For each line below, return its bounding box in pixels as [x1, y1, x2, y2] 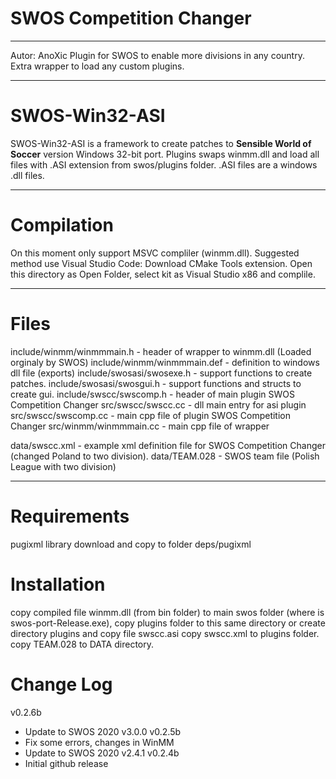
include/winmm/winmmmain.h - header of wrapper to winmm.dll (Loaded [10, 345, 312, 357]
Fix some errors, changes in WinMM [24, 736, 175, 748]
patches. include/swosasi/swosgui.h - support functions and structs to [10, 377, 302, 389]
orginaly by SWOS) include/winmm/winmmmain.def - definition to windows [10, 356, 320, 368]
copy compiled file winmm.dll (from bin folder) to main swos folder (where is [10, 606, 325, 618]
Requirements [10, 505, 130, 527]
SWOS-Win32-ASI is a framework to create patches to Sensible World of [10, 137, 312, 149]
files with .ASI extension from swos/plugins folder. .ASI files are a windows [10, 158, 318, 171]
